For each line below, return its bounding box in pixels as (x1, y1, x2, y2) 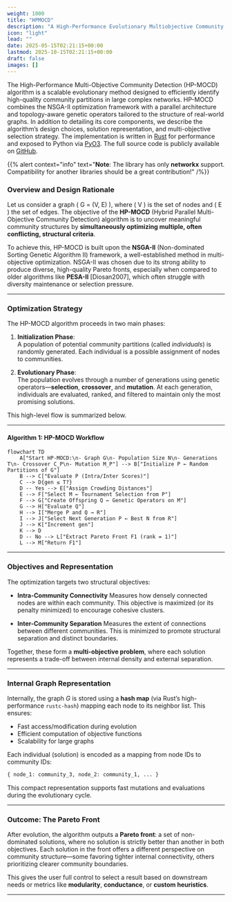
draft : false (7, 55, 45, 62)
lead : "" (7, 36, 32, 43)
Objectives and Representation (7, 562, 114, 571)
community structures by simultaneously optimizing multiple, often (7, 222, 202, 230)
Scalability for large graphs (17, 737, 95, 746)
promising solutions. (17, 398, 75, 406)
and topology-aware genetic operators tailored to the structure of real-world (7, 110, 224, 118)
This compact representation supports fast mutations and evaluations (7, 783, 205, 792)
